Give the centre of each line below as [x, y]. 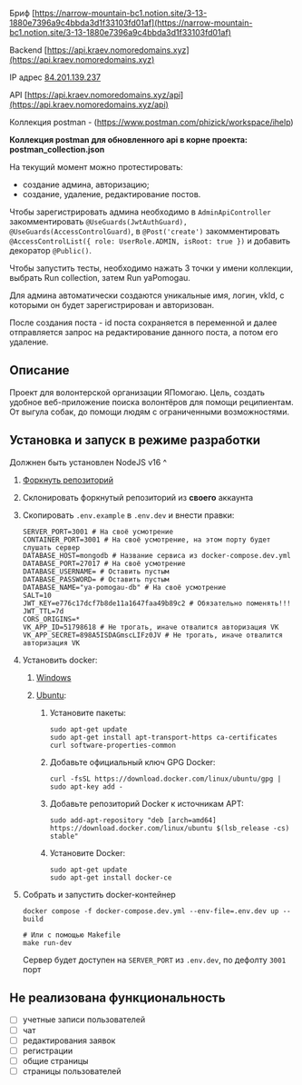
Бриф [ [22, 13]
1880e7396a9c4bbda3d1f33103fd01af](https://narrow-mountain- [131, 23]
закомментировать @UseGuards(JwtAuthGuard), [98, 221]
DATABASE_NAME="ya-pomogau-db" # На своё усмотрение [124, 587]
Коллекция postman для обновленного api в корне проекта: [128, 139]
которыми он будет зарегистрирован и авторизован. [112, 305]
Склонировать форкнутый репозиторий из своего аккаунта [138, 497]
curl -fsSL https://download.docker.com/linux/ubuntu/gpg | [166, 779]
